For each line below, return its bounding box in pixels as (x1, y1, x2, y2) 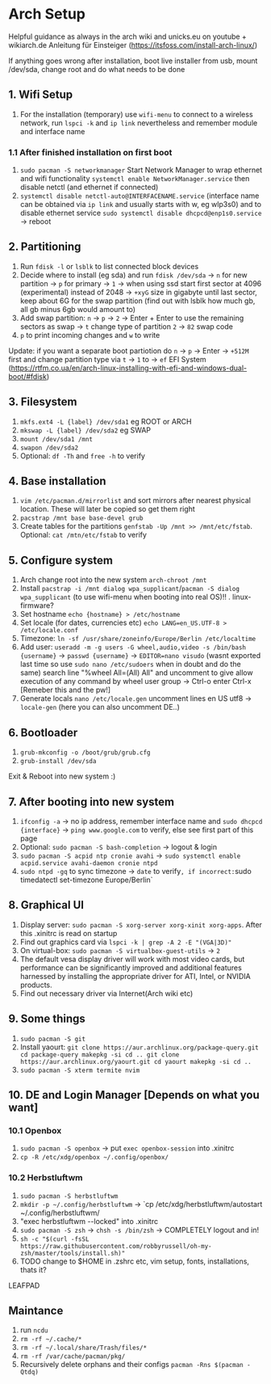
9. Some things (8, 1012, 86, 1026)
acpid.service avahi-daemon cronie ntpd (19, 859, 158, 867)
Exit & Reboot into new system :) (8, 771, 116, 781)
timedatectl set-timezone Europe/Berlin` (19, 875, 153, 884)
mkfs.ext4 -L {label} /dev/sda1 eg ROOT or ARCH (19, 416, 192, 426)
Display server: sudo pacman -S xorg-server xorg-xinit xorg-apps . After (19, 919, 262, 930)
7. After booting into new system (8, 795, 175, 808)
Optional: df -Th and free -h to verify (19, 450, 145, 461)
